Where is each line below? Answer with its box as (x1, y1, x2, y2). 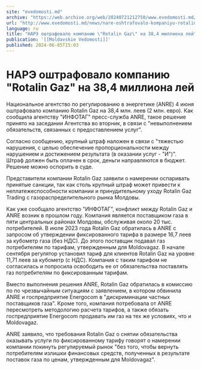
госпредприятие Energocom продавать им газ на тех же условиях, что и (6, 312, 191, 319)
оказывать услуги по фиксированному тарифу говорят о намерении (6, 337, 181, 344)
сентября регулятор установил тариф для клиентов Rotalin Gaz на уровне (6, 250, 195, 257)
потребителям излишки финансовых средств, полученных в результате (6, 349, 190, 356)
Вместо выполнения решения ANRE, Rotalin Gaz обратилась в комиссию (6, 280, 193, 288)
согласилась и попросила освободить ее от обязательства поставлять (6, 262, 188, 270)
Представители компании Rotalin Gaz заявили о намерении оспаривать (6, 174, 190, 182)
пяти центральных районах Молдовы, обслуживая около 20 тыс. (6, 218, 173, 225)
